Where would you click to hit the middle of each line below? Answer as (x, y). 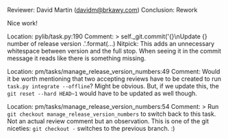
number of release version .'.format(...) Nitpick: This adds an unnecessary (111, 43)
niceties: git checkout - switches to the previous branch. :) (91, 128)
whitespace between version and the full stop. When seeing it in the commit (114, 51)
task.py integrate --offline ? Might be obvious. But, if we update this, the (113, 86)
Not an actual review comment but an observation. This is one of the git (108, 121)
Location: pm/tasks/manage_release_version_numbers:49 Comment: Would (114, 72)
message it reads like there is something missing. (76, 58)
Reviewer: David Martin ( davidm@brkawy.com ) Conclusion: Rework (102, 10)
